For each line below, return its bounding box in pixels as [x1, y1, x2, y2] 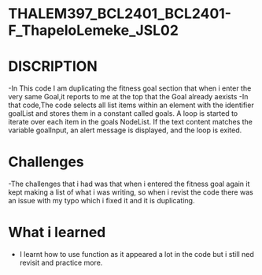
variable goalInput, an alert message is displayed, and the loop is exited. [8, 125, 242, 135]
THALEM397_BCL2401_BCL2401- [8, 5, 232, 23]
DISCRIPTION [8, 58, 98, 76]
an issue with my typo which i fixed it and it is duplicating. [8, 196, 195, 206]
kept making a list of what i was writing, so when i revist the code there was [8, 188, 253, 197]
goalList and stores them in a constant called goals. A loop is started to [8, 109, 238, 118]
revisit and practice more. [19, 258, 103, 267]
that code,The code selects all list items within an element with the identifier [8, 100, 254, 110]
